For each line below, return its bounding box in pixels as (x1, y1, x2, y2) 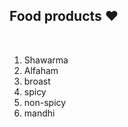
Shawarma (23, 54, 69, 66)
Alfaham (23, 64, 59, 76)
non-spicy (23, 96, 67, 108)
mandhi (23, 107, 56, 119)
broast (23, 75, 51, 87)
